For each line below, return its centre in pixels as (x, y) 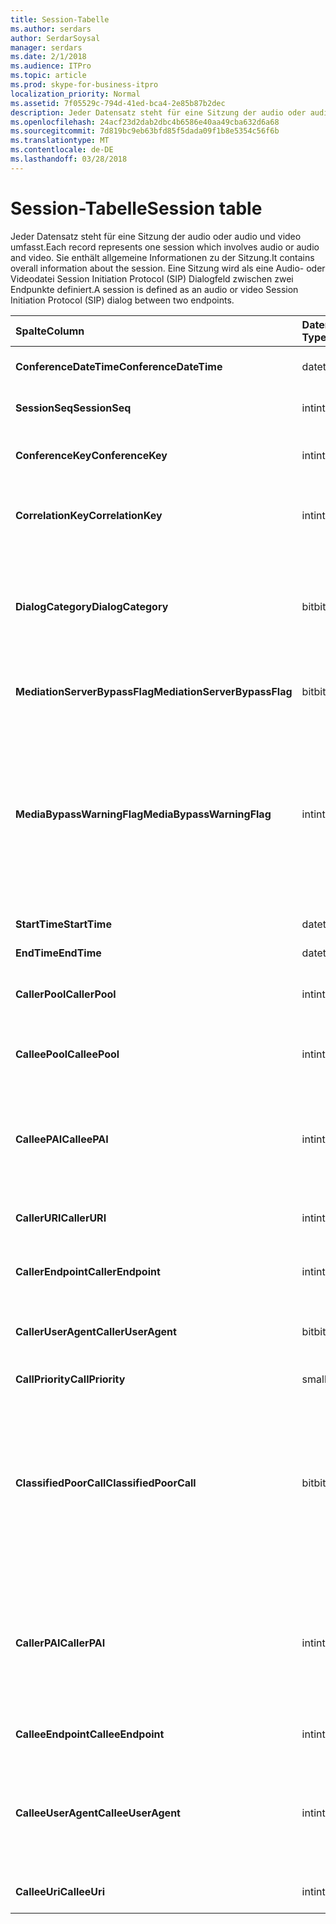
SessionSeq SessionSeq (73, 408)
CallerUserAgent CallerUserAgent (96, 1331)
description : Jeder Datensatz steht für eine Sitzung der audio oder (158, 112)
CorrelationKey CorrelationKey (89, 515)
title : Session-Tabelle (60, 19)
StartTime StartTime (63, 924)
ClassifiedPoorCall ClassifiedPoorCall (106, 1483)
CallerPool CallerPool (66, 994)
